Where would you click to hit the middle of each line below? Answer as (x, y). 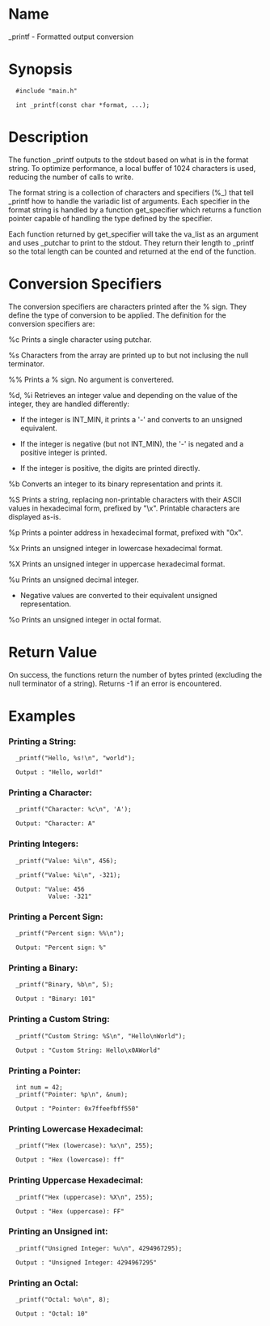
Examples (42, 716)
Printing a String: (42, 741)
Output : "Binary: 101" (55, 999)
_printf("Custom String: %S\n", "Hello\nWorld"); (101, 1036)
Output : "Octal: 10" (52, 1314)
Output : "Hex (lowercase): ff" (70, 1160)
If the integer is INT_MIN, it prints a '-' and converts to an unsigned (131, 419)
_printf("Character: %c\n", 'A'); (74, 810)
